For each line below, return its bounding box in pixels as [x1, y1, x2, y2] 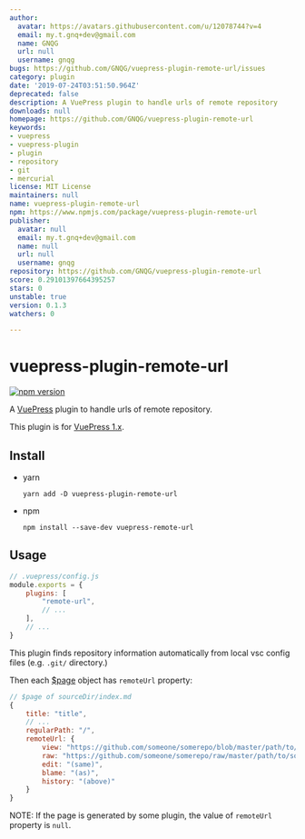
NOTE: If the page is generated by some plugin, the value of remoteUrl [9, 810, 272, 821]
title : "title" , [25, 709, 88, 718]
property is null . [9, 820, 72, 831]
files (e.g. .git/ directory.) [9, 656, 108, 668]
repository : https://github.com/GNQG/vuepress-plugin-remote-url [9, 267, 261, 276]
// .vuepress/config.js [9, 572, 100, 581]
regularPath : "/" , [25, 726, 95, 735]
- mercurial [9, 174, 54, 183]
